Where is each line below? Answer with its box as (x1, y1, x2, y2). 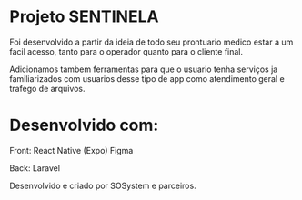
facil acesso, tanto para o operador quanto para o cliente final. (9, 45, 244, 56)
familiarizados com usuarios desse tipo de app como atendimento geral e (9, 73, 285, 84)
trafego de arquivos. (9, 83, 86, 94)
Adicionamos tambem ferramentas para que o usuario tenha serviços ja (9, 64, 278, 75)
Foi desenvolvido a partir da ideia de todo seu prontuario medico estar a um (9, 36, 294, 47)
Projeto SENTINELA (9, 6, 159, 27)
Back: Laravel (9, 162, 61, 174)
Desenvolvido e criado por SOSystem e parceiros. (9, 180, 197, 191)
